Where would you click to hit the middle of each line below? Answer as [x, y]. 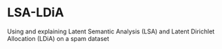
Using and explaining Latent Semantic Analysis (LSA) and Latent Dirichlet [111, 31]
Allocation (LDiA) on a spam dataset [58, 38]
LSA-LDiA [36, 13]
